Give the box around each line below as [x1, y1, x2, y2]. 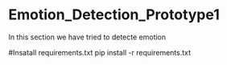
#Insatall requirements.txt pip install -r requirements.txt [8, 47, 192, 57]
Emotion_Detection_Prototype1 [8, 6, 220, 24]
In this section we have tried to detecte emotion [8, 32, 167, 42]
